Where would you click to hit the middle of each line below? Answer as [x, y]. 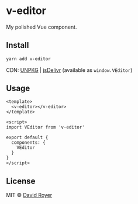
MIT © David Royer [29, 195]
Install [18, 45]
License [21, 181]
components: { [28, 143]
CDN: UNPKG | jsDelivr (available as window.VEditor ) [69, 70]
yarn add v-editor [28, 59]
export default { [27, 138]
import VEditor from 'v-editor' [45, 127]
